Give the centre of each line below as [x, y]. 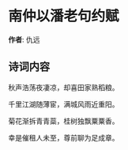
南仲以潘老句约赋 [64, 16]
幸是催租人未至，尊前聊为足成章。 [64, 137]
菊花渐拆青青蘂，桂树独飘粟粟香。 [64, 121]
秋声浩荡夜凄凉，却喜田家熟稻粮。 [64, 87]
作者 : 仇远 [24, 39]
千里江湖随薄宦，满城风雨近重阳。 [64, 104]
